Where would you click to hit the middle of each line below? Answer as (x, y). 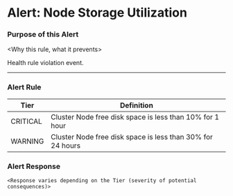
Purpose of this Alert (43, 35)
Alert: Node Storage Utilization (97, 13)
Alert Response (34, 166)
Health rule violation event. (46, 63)
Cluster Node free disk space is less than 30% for (132, 136)
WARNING (27, 141)
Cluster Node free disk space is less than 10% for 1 (135, 117)
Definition (137, 105)
